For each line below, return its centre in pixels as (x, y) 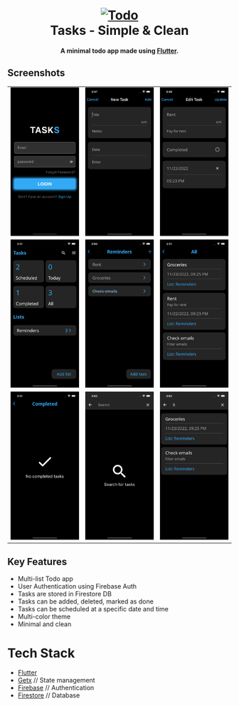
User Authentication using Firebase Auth (77, 586)
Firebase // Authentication (56, 688)
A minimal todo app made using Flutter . (119, 51)
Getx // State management (56, 680)
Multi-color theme (44, 617)
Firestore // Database (49, 695)
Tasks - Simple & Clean (119, 31)
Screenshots (36, 73)
